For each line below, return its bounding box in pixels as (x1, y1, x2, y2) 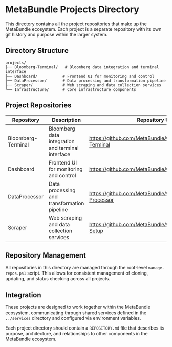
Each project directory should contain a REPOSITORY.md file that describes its (5, 325, 165, 331)
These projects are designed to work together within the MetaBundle (5, 304, 151, 311)
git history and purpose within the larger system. (5, 31, 108, 38)
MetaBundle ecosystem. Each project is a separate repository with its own (5, 26, 162, 32)
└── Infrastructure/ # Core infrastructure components (5, 87, 137, 92)
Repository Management (5, 251, 86, 260)
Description (52, 116, 81, 123)
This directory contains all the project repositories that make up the (5, 21, 147, 27)
